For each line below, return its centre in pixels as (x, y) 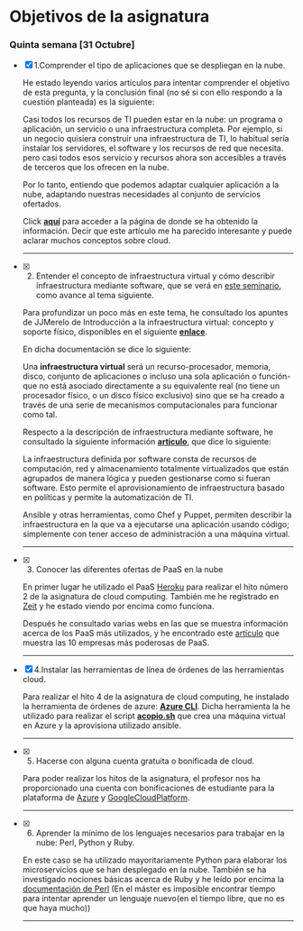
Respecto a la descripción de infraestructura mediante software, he (147, 432)
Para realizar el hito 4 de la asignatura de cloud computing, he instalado (156, 697)
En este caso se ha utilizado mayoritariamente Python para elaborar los (155, 860)
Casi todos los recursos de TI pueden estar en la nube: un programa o (152, 120)
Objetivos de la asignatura (110, 17)
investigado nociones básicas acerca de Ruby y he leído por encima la (153, 880)
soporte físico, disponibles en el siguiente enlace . (115, 332)
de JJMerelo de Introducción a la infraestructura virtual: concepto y (148, 323)
